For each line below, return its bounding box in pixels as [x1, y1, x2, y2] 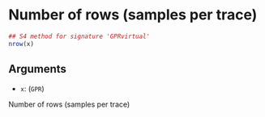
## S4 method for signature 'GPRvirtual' [8, 32, 151, 40]
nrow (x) [8, 40, 35, 48]
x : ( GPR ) [19, 83, 45, 94]
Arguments [8, 62, 67, 76]
